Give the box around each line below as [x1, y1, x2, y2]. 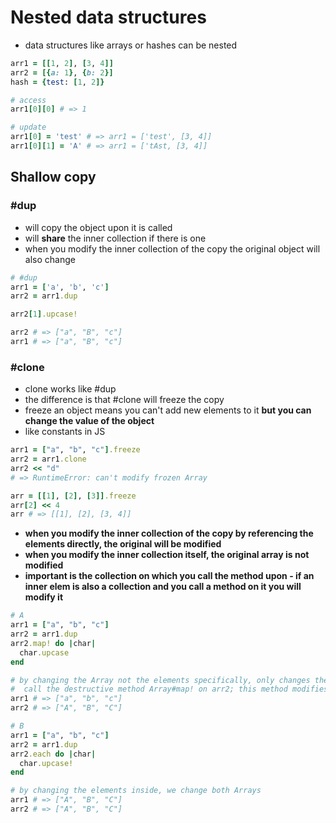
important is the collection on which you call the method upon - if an [24, 570, 315, 582]
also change [24, 253, 76, 265]
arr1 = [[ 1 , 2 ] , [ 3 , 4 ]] [10, 58, 114, 68]
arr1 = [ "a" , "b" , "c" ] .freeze [10, 445, 141, 455]
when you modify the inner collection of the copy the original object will [24, 242, 321, 255]
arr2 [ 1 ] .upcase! [10, 309, 78, 320]
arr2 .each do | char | [10, 749, 97, 759]
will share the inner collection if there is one [24, 232, 207, 244]
